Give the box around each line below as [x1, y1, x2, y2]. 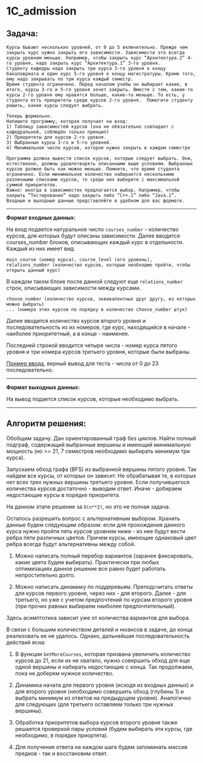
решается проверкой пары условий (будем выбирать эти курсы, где [14, 725, 193, 732]
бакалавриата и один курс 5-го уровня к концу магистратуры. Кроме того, [6, 71, 196, 77]
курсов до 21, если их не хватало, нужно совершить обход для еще [14, 657, 190, 664]
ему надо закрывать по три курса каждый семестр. [6, 76, 134, 82]
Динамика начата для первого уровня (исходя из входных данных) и [14, 681, 194, 689]
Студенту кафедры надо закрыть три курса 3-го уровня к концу [6, 65, 166, 71]
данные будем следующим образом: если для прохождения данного [6, 521, 185, 528]
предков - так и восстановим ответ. [14, 750, 108, 757]
